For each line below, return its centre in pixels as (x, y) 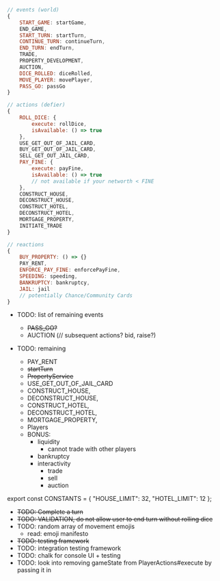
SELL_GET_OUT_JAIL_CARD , (55, 156)
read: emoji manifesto (58, 534)
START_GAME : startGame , (53, 23)
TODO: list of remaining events (60, 315)
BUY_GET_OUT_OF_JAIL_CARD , (58, 150)
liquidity (49, 442)
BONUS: (39, 435)
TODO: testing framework (53, 541)
